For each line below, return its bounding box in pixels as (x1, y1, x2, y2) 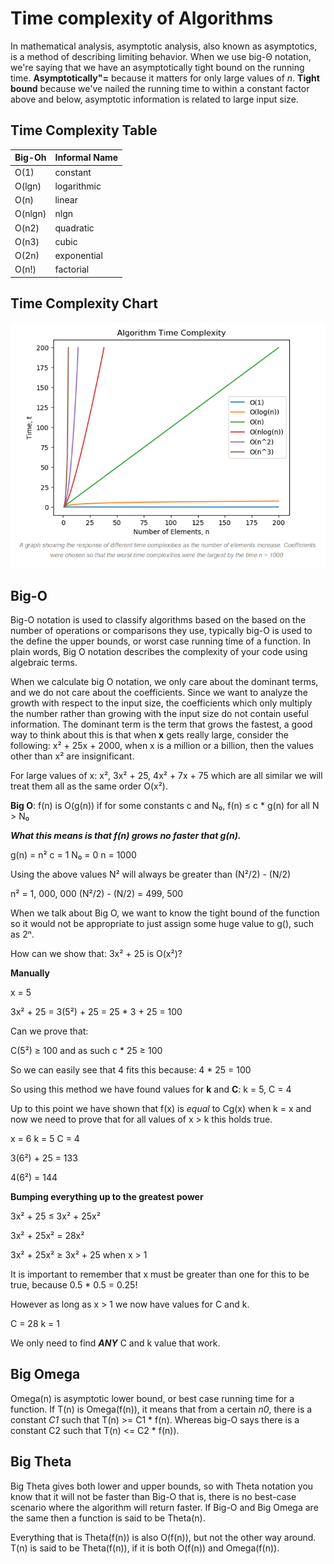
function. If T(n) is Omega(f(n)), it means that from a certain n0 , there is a (10, 1403, 313, 1415)
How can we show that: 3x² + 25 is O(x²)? (10, 947, 183, 959)
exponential (54, 250, 103, 261)
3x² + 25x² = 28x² (10, 1229, 85, 1241)
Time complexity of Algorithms (10, 7, 274, 30)
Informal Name (54, 152, 119, 164)
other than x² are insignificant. (10, 750, 135, 762)
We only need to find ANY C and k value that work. (10, 1337, 221, 1349)
